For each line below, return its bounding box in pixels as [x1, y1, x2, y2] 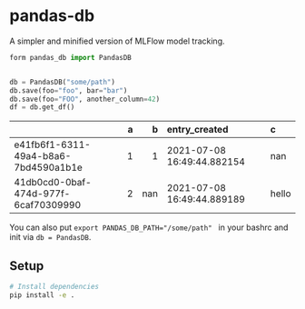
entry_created [166, 124, 229, 136]
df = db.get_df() [9, 103, 75, 112]
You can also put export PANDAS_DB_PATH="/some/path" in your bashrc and [9, 222, 289, 233]
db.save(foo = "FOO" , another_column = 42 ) [9, 95, 161, 104]
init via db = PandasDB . [9, 232, 92, 243]
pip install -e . [9, 291, 75, 300]
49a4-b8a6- [14, 150, 72, 163]
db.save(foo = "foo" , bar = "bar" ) [9, 85, 128, 95]
